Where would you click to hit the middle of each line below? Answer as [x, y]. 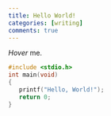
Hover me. [25, 53]
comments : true [33, 30]
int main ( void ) [33, 75]
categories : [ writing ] [46, 23]
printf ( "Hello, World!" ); [61, 90]
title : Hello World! [42, 15]
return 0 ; [35, 97]
